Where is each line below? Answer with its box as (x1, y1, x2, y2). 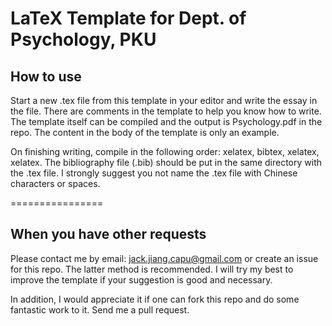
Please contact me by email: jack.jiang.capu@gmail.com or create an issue (10, 252, 319, 264)
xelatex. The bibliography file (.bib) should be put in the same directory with (10, 157, 323, 168)
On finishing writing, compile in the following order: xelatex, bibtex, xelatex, (10, 146, 320, 157)
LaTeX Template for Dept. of (10, 7, 247, 30)
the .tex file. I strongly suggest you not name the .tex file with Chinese (10, 167, 298, 179)
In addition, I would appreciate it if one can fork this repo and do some (10, 293, 300, 305)
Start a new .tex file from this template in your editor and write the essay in (10, 95, 318, 106)
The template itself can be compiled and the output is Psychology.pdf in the (10, 116, 323, 127)
